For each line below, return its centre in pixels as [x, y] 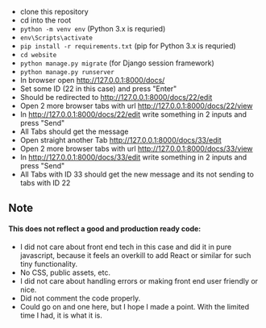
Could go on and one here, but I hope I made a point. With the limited [135, 306]
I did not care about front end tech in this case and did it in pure [126, 247]
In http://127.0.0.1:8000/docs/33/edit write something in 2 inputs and [133, 157]
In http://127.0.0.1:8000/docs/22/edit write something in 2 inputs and [133, 114]
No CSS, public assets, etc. [65, 272]
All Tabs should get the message [74, 131]
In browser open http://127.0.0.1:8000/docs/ [92, 80]
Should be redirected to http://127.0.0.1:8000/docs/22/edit [116, 97]
